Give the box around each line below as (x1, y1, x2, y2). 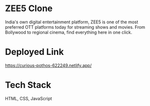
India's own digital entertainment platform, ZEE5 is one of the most (5, 19, 138, 25)
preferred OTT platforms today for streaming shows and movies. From (5, 24, 146, 30)
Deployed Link (5, 47, 64, 57)
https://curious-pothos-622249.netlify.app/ (5, 62, 92, 68)
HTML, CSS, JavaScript (5, 95, 52, 101)
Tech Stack (5, 80, 51, 90)
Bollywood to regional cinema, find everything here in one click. (5, 29, 133, 35)
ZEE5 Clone (5, 3, 53, 14)
